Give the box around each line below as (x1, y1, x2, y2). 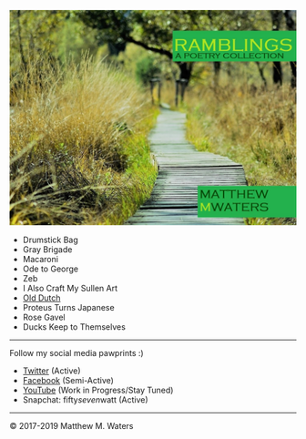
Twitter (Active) (22, 365, 81, 376)
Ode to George (22, 263, 79, 274)
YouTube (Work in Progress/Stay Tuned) (22, 384, 174, 395)
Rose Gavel (22, 311, 66, 322)
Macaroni (22, 254, 59, 264)
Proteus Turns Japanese (22, 302, 116, 312)
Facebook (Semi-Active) (22, 375, 114, 385)
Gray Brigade (22, 244, 73, 255)
